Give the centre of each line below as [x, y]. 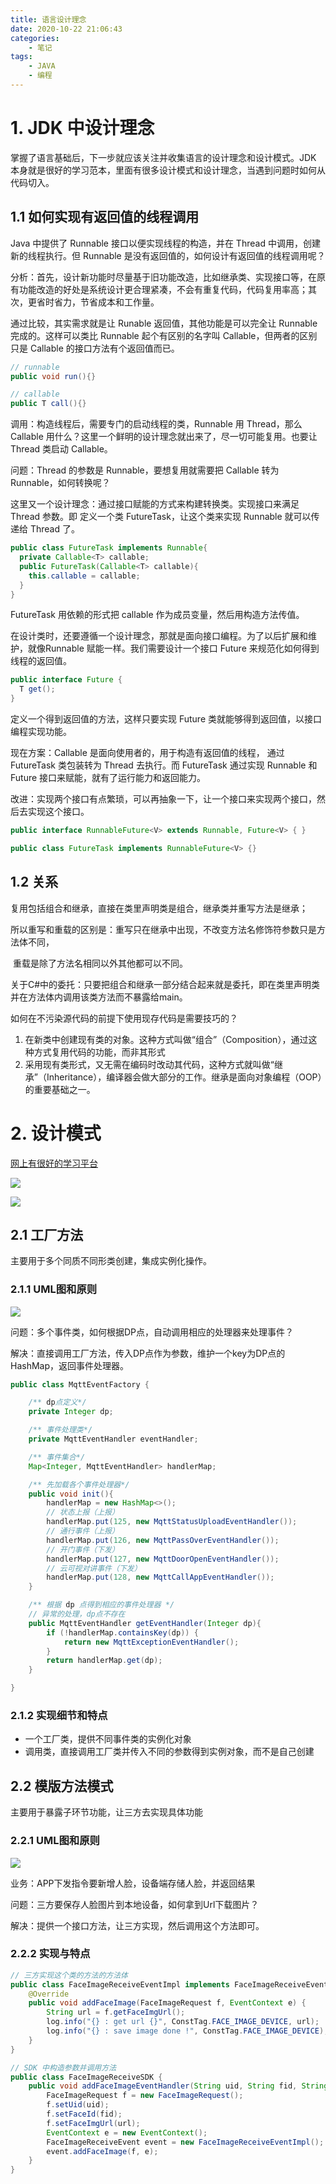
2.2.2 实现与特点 [50, 1954]
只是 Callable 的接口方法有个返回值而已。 [95, 348]
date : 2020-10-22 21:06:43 [66, 29]
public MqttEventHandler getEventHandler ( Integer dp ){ [145, 1623]
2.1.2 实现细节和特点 [59, 1716]
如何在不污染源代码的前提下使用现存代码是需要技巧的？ [124, 1018]
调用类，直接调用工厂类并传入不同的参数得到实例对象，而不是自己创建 [169, 1752]
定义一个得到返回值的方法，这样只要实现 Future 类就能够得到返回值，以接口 [166, 719]
